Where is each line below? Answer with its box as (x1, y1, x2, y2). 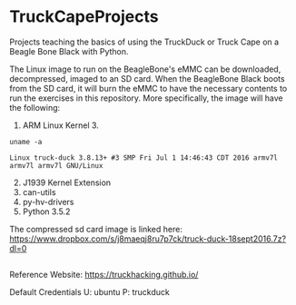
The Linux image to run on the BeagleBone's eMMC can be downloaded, (9, 64, 281, 74)
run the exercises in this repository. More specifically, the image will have (9, 93, 283, 103)
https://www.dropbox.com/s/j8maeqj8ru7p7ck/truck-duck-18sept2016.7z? (9, 233, 287, 244)
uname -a (9, 137, 43, 146)
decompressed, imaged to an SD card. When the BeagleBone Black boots (9, 73, 285, 84)
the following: (9, 102, 61, 113)
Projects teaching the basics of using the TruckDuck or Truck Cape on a (9, 36, 280, 47)
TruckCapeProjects (9, 6, 159, 27)
